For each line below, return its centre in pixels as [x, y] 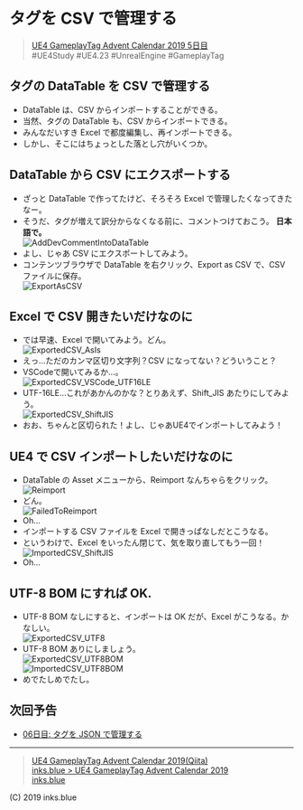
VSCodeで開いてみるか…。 [73, 372]
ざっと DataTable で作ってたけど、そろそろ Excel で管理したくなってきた [157, 198]
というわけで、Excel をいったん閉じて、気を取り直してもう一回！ [143, 542]
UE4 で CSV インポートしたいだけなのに [121, 456]
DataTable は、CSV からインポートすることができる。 [122, 109]
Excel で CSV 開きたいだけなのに [101, 316]
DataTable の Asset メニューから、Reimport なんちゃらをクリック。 [147, 480]
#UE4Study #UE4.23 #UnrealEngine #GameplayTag [128, 55]
